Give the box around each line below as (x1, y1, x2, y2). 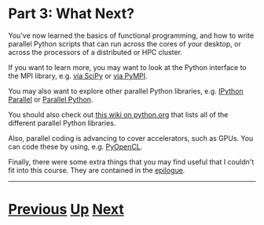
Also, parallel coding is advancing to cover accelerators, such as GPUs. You (8, 133, 254, 142)
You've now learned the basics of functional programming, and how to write (8, 31, 255, 40)
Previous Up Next (8, 201, 124, 219)
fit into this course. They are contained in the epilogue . (8, 165, 185, 175)
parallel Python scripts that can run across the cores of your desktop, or (8, 39, 241, 48)
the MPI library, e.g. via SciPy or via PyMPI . (8, 71, 148, 80)
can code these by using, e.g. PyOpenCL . (8, 142, 143, 151)
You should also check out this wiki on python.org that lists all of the (8, 109, 229, 119)
